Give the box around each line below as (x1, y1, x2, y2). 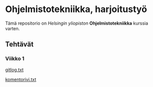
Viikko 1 (5, 55, 25, 62)
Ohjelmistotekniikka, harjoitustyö (5, 4, 147, 15)
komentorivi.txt (5, 76, 37, 82)
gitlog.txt (5, 66, 24, 72)
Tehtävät (5, 40, 34, 49)
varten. (5, 25, 20, 31)
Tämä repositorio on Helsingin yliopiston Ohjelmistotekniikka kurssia (5, 20, 148, 26)
